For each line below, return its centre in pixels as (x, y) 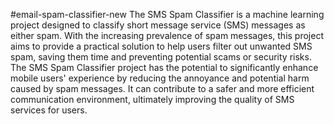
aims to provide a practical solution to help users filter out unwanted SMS (161, 46)
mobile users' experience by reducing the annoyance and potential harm (160, 78)
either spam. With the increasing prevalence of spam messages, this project (167, 35)
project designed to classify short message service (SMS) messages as (158, 25)
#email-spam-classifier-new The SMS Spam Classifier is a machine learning (167, 14)
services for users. (49, 110)
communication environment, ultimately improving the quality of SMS (152, 99)
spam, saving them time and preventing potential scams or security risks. (161, 57)
